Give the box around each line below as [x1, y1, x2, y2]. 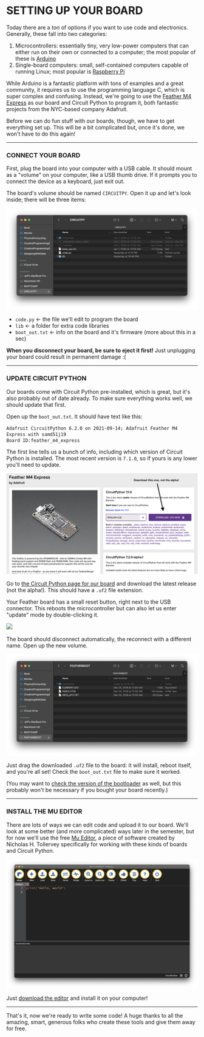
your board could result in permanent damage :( [6, 353, 126, 360]
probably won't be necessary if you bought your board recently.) [6, 787, 168, 794]
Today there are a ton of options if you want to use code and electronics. [6, 24, 188, 31]
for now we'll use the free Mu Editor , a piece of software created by [6, 834, 175, 841]
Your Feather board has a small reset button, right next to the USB [6, 598, 171, 605]
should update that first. [6, 401, 67, 408]
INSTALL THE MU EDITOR [6, 807, 83, 816]
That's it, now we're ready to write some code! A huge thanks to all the [6, 1011, 183, 1019]
